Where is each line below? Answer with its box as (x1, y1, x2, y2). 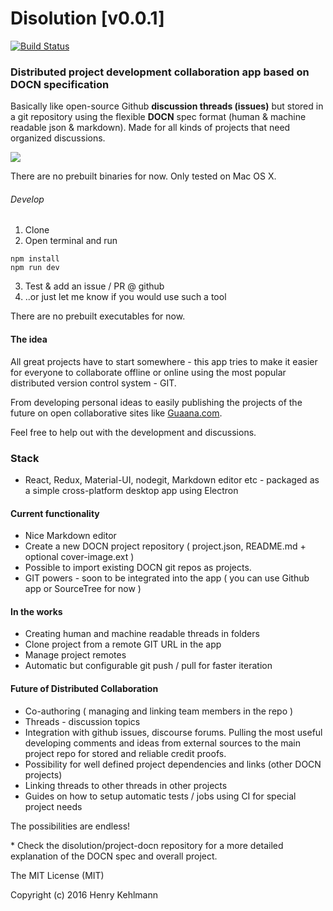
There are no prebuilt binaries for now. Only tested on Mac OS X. (10, 170, 277, 182)
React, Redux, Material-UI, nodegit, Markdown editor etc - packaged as (24, 473, 320, 486)
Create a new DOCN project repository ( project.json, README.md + (24, 540, 307, 552)
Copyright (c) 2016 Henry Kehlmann (10, 888, 158, 901)
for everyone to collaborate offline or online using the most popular (10, 366, 287, 378)
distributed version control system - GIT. (10, 377, 177, 389)
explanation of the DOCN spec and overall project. (10, 850, 218, 862)
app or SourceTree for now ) (24, 583, 142, 595)
